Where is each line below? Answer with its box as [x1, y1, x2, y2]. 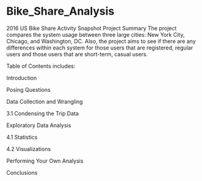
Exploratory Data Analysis [6, 121, 71, 129]
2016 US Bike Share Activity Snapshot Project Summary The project [6, 24, 177, 32]
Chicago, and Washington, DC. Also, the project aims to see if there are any [6, 37, 197, 45]
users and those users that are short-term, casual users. [6, 50, 148, 57]
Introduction [6, 74, 37, 81]
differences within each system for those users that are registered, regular [6, 44, 193, 51]
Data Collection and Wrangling [6, 98, 84, 105]
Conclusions [6, 169, 38, 176]
